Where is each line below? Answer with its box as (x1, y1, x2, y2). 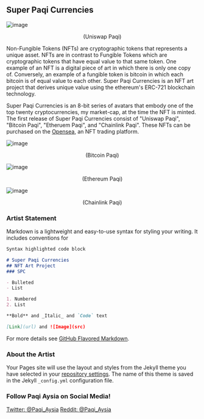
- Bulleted (6, 279, 34, 285)
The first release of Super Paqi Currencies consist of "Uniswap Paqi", (6, 115, 181, 122)
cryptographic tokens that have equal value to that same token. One (6, 57, 177, 65)
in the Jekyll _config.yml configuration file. (6, 377, 114, 384)
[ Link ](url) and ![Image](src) (6, 323, 86, 330)
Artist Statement (6, 213, 57, 222)
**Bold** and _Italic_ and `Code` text (6, 313, 108, 319)
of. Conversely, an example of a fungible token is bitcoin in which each (6, 70, 184, 78)
